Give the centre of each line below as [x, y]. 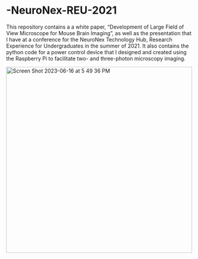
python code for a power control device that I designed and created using [97, 52]
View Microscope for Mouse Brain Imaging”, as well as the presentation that [99, 33]
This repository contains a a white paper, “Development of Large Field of [95, 27]
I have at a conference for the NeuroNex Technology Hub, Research [89, 39]
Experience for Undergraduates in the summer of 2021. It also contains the [98, 46]
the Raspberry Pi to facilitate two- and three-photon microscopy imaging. [96, 58]
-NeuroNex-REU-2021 [62, 10]
